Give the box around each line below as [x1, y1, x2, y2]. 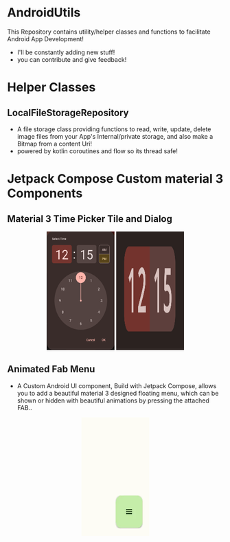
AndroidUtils [7, 5, 81, 21]
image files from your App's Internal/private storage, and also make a [16, 132, 214, 140]
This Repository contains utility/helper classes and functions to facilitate [7, 27, 211, 36]
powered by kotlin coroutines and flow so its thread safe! [16, 146, 179, 155]
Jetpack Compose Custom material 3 [7, 171, 224, 187]
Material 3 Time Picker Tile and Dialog [7, 213, 173, 225]
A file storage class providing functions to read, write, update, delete [16, 125, 211, 133]
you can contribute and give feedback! [16, 55, 127, 63]
